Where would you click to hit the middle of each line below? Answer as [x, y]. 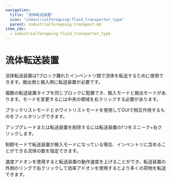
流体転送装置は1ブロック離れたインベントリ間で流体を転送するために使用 [82, 75]
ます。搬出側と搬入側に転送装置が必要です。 [56, 82]
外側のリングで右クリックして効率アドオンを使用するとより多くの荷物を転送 [86, 168]
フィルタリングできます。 [41, 116]
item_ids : [16, 29]
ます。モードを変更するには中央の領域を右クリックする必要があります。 [85, 99]
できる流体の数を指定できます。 [47, 150]
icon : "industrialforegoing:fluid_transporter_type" [67, 19]
